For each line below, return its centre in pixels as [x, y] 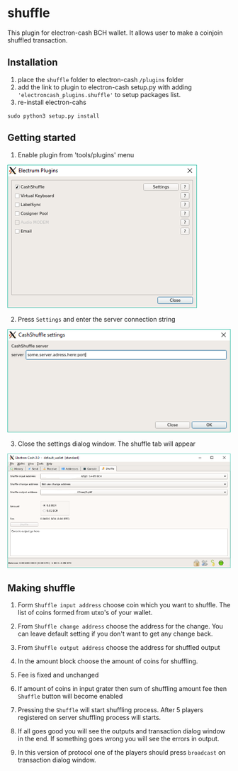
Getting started [42, 138]
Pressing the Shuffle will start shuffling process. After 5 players [110, 710]
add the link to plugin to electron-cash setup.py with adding [105, 87]
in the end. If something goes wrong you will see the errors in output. [118, 739]
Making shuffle [41, 588]
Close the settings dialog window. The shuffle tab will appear [107, 444]
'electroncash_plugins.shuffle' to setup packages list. [99, 94]
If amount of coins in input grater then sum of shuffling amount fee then [122, 689]
